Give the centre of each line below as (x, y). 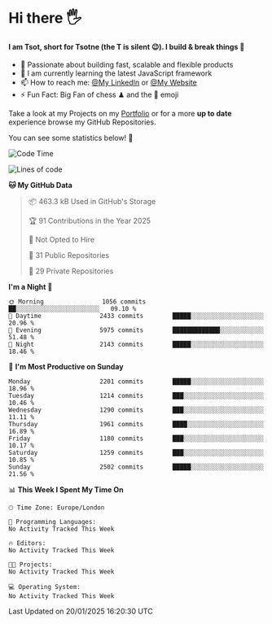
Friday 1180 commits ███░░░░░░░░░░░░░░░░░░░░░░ (136, 439)
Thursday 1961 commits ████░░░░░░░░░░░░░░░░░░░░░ (136, 425)
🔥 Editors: (27, 543)
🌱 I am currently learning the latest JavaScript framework (116, 73)
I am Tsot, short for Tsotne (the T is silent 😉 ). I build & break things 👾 (127, 46)
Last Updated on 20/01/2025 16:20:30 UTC (81, 611)
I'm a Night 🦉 (31, 287)
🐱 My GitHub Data (41, 185)
